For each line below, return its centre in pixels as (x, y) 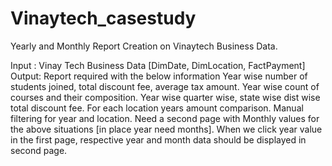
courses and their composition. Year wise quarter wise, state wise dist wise (165, 97)
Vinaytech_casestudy (103, 18)
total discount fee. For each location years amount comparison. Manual (157, 108)
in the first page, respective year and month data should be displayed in (158, 139)
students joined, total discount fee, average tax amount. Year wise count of (165, 86)
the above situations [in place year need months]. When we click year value (166, 129)
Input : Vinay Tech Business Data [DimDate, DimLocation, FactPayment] (158, 65)
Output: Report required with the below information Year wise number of (159, 76)
